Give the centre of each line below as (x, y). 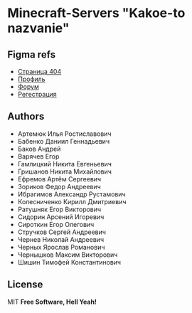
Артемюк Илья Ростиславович (64, 134)
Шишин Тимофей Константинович (69, 262)
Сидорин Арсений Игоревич (61, 217)
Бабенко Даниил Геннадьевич (64, 141)
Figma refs (31, 54)
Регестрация (37, 94)
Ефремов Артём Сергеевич (59, 179)
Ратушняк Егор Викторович (59, 209)
